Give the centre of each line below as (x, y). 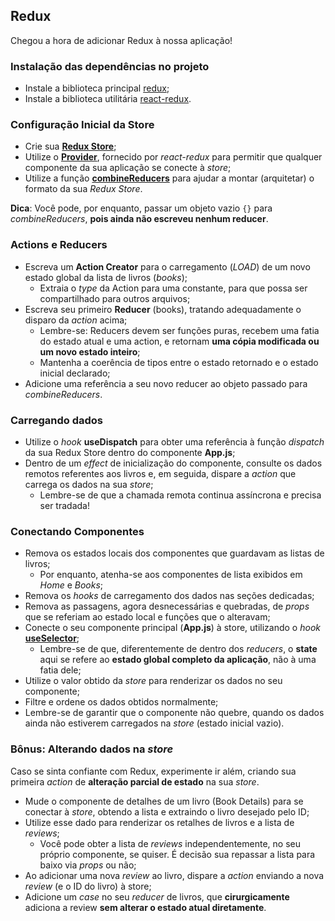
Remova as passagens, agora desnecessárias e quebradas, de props (167, 606)
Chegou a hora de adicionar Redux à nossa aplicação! (121, 40)
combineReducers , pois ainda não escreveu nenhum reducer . (139, 219)
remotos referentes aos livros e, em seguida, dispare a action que (160, 473)
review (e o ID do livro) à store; (88, 886)
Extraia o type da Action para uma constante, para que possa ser (173, 288)
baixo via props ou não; (88, 865)
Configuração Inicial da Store (82, 125)
